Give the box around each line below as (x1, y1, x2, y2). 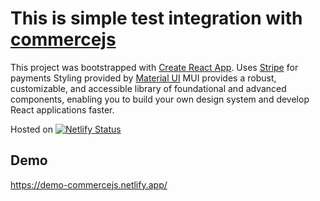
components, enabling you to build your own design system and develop (10, 93, 310, 105)
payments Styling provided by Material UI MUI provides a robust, (10, 72, 277, 84)
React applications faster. (10, 103, 115, 116)
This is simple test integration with (10, 7, 303, 30)
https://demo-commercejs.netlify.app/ (10, 178, 168, 191)
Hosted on (10, 123, 53, 135)
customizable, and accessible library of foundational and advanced (10, 82, 287, 94)
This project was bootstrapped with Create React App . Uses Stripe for (10, 61, 299, 73)
